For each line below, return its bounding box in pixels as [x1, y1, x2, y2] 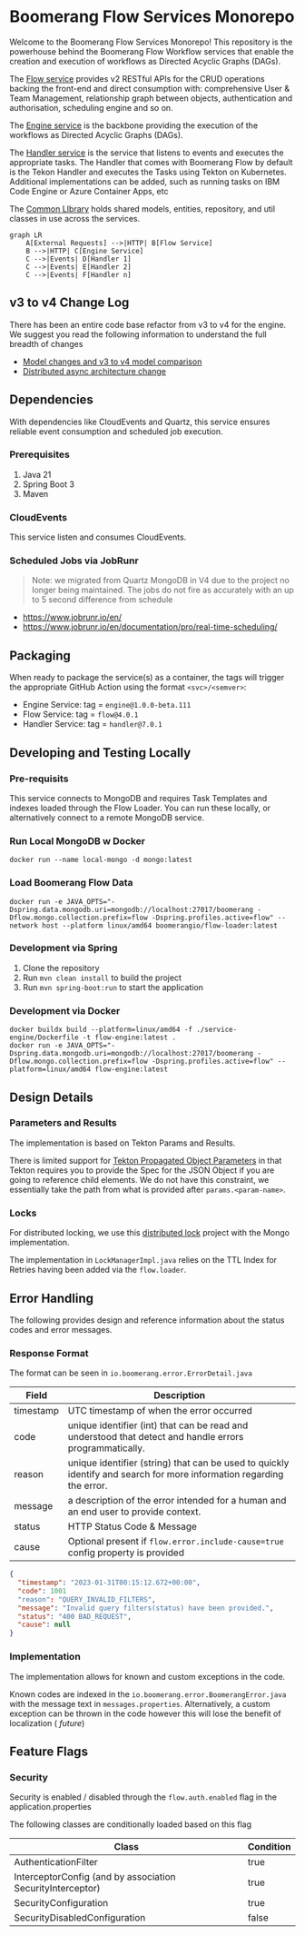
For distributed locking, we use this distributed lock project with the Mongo [9, 1227, 290, 1238]
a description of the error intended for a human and [67, 1494, 287, 1507]
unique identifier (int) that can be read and [67, 1419, 249, 1432]
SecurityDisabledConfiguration [14, 1911, 146, 1924]
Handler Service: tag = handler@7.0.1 [22, 719, 163, 730]
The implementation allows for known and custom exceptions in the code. [9, 1671, 286, 1682]
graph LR [9, 230, 43, 240]
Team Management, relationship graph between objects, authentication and [9, 93, 293, 104]
